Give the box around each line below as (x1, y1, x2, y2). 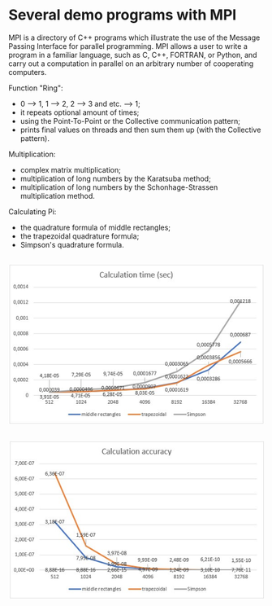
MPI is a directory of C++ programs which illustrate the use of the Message (8, 33, 261, 42)
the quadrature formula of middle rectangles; (19, 222, 171, 232)
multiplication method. (19, 191, 96, 200)
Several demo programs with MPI (8, 6, 237, 24)
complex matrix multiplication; (19, 165, 122, 174)
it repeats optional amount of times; (19, 108, 140, 117)
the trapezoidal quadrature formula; (19, 231, 140, 241)
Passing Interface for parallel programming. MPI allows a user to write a (8, 41, 248, 50)
